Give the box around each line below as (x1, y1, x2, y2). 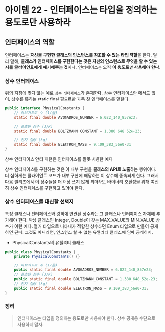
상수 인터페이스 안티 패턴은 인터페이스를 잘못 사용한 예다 (5, 156, 113, 162)
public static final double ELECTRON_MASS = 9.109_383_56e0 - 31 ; (14, 286, 149, 291)
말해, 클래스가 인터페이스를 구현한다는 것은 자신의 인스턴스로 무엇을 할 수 (10, 58, 148, 64)
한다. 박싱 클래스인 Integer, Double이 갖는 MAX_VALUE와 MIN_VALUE (18, 217, 155, 223)
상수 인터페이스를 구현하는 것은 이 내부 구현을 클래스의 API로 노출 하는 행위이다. (5, 166, 157, 172)
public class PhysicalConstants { (5, 249, 76, 254)
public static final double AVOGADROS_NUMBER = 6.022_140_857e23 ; (14, 267, 153, 272)
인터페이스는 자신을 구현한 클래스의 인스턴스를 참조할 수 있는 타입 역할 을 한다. (5, 52, 152, 58)
